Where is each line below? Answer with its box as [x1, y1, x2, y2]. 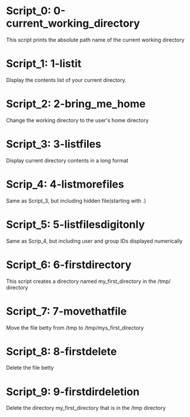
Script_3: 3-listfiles [6, 138, 102, 151]
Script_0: [6, 4, 52, 18]
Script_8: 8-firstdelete [6, 344, 117, 358]
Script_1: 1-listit [6, 57, 82, 70]
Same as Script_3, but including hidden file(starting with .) [6, 197, 146, 204]
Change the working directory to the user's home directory [6, 116, 149, 123]
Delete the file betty [6, 364, 54, 372]
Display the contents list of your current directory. [6, 76, 126, 83]
